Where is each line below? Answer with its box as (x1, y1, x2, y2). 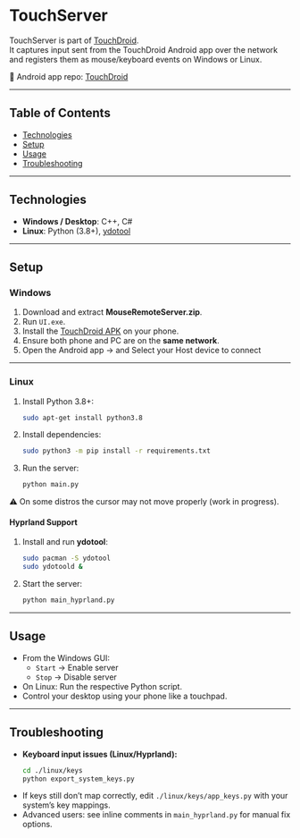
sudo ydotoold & (21, 563, 83, 571)
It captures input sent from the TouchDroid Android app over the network (9, 44, 279, 55)
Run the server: (21, 462, 79, 474)
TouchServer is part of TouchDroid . (9, 35, 139, 46)
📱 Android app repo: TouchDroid (9, 71, 129, 81)
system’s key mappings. (21, 800, 111, 810)
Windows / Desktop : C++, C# (21, 216, 133, 226)
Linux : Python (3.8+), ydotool (21, 225, 131, 236)
